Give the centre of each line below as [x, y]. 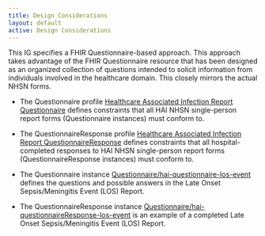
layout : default [35, 23]
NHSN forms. [30, 86]
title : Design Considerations [58, 15]
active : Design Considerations [60, 30]
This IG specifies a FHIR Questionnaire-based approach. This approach [125, 53]
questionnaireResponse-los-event [75, 215]
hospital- [226, 143]
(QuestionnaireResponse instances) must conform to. [107, 159]
